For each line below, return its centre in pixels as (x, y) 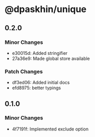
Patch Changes (24, 72)
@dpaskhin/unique (45, 9)
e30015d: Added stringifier (40, 53)
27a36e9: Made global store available (51, 58)
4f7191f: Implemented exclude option (50, 129)
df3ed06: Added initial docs (41, 83)
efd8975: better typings (36, 88)
